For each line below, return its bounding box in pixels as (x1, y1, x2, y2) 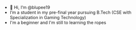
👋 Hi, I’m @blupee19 (9, 5, 50, 10)
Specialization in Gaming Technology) (9, 15, 87, 20)
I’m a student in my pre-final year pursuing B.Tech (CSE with (9, 10, 132, 15)
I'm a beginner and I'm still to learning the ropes (9, 20, 107, 25)
